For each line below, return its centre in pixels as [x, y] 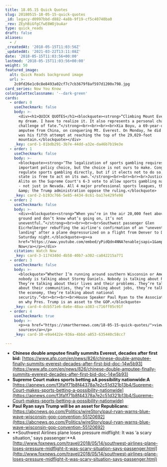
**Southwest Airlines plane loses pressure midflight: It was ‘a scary [82, 433]
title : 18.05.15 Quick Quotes [37, 10]
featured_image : [22, 70]
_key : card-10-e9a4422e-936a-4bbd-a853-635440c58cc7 [70, 335]
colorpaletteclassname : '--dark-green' [46, 93]
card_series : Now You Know [33, 89]
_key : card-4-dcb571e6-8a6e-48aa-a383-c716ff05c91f [69, 307]
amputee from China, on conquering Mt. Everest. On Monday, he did [90, 130]
